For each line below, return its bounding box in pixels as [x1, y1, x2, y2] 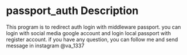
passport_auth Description [6, 4, 139, 18]
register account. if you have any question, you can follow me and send [6, 36, 178, 43]
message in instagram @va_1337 [6, 42, 85, 49]
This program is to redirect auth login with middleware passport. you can [6, 23, 181, 30]
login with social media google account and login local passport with [6, 29, 171, 36]
